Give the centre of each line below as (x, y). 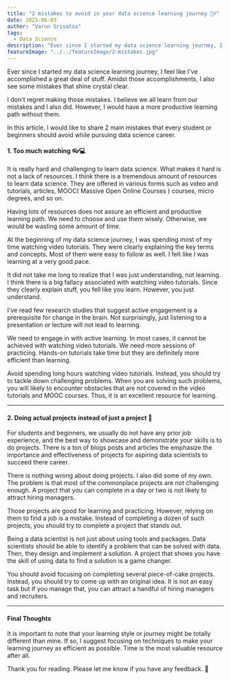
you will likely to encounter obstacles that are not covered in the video (107, 388)
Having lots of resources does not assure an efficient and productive (104, 212)
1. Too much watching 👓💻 (46, 151)
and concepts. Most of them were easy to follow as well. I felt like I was (108, 254)
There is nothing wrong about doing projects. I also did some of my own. (110, 475)
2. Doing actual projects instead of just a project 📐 (80, 418)
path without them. (34, 114)
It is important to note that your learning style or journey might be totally (109, 634)
